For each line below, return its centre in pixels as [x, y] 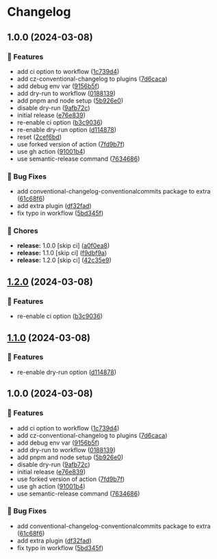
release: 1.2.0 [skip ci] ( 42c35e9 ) [64, 260]
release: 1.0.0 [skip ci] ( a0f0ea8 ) [63, 246]
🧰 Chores [23, 231]
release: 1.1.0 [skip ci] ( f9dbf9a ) [62, 253]
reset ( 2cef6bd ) [39, 137]
